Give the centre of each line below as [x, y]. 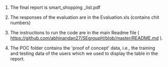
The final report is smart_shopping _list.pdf [55, 7]
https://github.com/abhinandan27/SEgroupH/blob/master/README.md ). [87, 38]
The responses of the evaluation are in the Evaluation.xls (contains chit [85, 17]
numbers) [20, 23]
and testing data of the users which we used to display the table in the [84, 53]
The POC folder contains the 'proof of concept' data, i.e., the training [83, 48]
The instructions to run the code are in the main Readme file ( [75, 32]
